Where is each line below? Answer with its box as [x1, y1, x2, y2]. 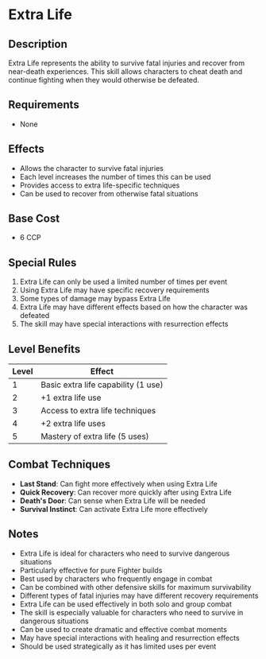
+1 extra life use [40, 392, 102, 403]
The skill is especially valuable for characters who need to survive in [19, 607, 244, 617]
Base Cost [8, 212, 60, 226]
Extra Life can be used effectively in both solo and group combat [19, 599, 233, 609]
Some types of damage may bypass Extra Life [19, 294, 171, 304]
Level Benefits [8, 342, 81, 355]
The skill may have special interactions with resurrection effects [19, 320, 229, 329]
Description [8, 37, 67, 51]
